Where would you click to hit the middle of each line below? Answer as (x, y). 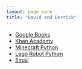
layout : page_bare (29, 12)
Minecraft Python (36, 47)
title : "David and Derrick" (42, 17)
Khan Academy (34, 41)
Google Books (33, 34)
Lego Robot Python (39, 53)
